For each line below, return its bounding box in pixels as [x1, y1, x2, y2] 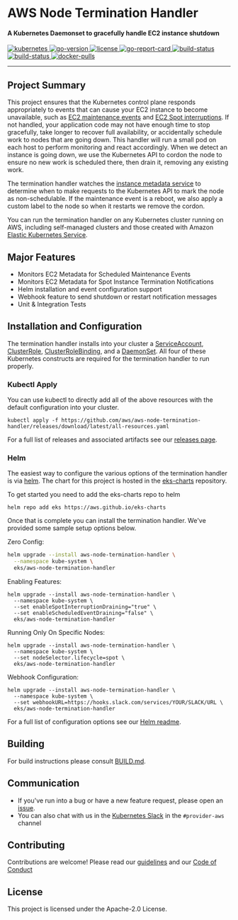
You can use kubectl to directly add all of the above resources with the [7, 396, 214, 404]
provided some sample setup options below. [7, 524, 137, 532]
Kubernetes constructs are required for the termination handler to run [7, 354, 210, 362]
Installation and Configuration [7, 321, 142, 333]
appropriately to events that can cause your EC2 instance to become [7, 105, 208, 114]
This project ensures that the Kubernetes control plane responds [7, 98, 196, 107]
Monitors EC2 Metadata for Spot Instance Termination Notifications [17, 277, 214, 286]
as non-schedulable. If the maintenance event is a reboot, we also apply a [7, 195, 223, 203]
